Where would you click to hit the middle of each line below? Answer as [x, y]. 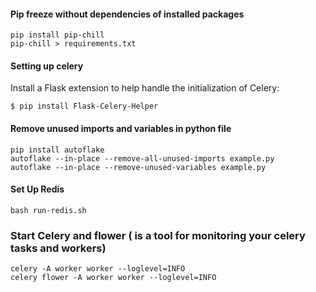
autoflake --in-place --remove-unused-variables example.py [138, 167]
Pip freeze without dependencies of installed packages [127, 14]
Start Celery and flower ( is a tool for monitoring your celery [158, 235]
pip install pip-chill [57, 35]
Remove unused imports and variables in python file [121, 128]
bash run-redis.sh [48, 210]
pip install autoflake [57, 150]
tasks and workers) [58, 248]
